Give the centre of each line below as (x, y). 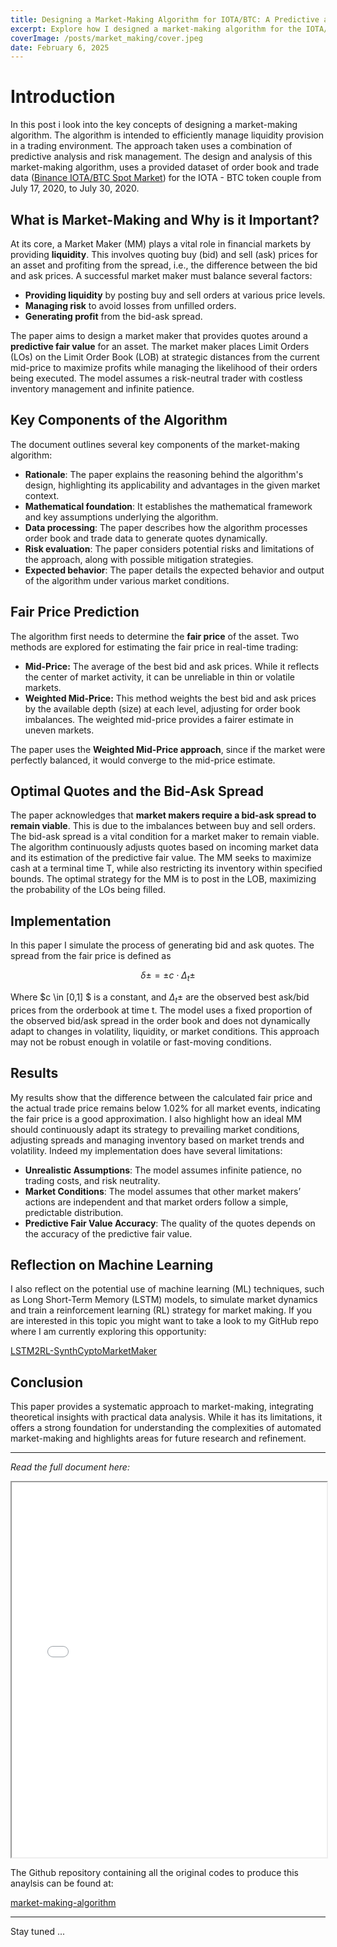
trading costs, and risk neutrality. (92, 1180)
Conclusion (47, 1382)
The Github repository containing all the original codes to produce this (154, 1873)
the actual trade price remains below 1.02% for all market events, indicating (165, 1108)
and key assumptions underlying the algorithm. (121, 517)
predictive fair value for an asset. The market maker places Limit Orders (160, 346)
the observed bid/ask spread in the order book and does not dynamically (160, 1020)
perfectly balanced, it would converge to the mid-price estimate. (143, 760)
